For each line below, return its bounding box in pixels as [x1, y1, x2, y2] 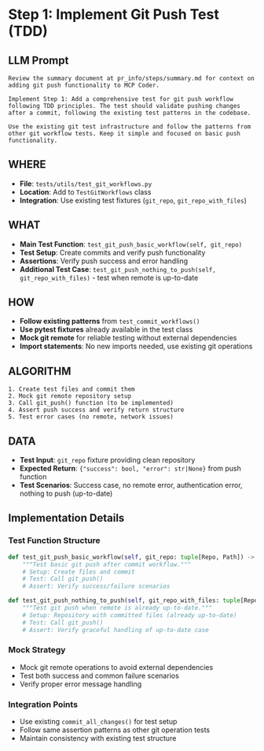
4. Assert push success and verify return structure [8, 406, 185, 415]
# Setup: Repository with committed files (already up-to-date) [22, 611, 237, 619]
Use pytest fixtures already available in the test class [19, 325, 193, 334]
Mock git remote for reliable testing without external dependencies [19, 333, 237, 343]
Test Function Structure [8, 535, 101, 546]
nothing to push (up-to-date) [19, 489, 113, 498]
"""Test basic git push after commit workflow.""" [22, 560, 192, 568]
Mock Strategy [8, 645, 66, 656]
